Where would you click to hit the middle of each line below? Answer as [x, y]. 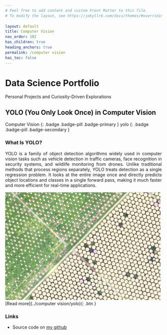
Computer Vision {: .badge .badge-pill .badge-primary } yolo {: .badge [77, 124]
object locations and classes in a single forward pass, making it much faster [83, 180]
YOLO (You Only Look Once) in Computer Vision [81, 112]
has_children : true [25, 42]
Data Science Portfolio [52, 83]
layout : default [22, 26]
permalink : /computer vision [35, 52]
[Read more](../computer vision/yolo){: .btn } [51, 303]
